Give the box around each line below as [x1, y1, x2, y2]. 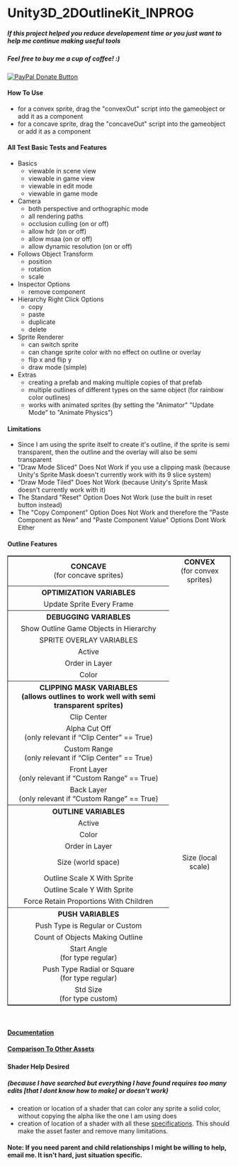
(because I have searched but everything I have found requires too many [7, 1079, 227, 1087]
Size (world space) [57, 857, 120, 867]
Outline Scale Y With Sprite [43, 885, 134, 895]
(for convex [180, 566, 220, 576]
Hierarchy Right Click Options [17, 295, 104, 303]
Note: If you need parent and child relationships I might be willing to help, [7, 1143, 227, 1152]
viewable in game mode [28, 189, 98, 198]
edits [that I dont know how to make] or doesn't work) [7, 1086, 169, 1095]
